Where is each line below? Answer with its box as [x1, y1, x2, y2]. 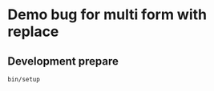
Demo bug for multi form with [7, 6, 208, 24]
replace [7, 22, 59, 41]
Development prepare [7, 54, 119, 68]
